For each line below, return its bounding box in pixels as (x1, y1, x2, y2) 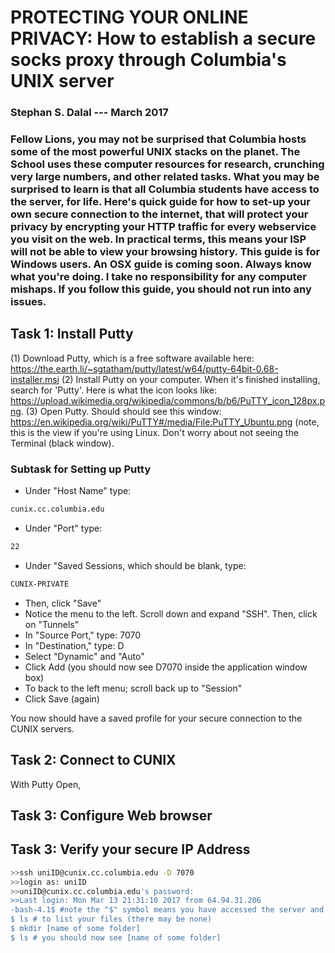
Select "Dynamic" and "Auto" (24, 650, 145, 662)
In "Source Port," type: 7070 (24, 629, 141, 641)
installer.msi (10, 373, 60, 385)
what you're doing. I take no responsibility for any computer (10, 270, 307, 284)
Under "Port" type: (24, 522, 103, 535)
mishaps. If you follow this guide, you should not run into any (10, 282, 312, 296)
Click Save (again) (24, 692, 100, 705)
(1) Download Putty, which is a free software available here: (10, 352, 255, 364)
